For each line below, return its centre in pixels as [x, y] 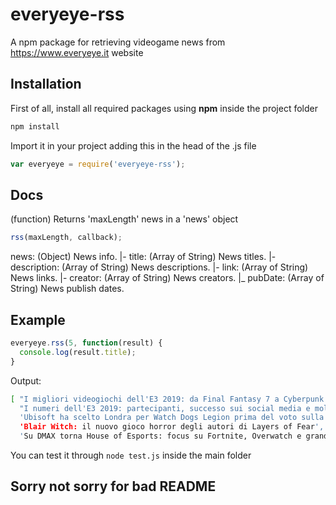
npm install [35, 126]
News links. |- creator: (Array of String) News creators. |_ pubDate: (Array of [167, 278]
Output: [26, 380]
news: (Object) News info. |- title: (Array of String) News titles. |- [143, 257]
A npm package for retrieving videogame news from [118, 42]
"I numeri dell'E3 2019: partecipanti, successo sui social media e [165, 408]
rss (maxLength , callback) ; [66, 238]
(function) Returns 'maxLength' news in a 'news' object [124, 219]
